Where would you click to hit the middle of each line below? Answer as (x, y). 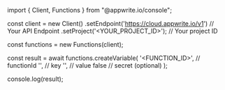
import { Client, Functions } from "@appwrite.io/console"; (90, 10)
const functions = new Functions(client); (65, 44)
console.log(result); (35, 79)
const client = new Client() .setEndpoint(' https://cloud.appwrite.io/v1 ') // (111, 23)
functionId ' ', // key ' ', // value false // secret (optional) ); (87, 65)
